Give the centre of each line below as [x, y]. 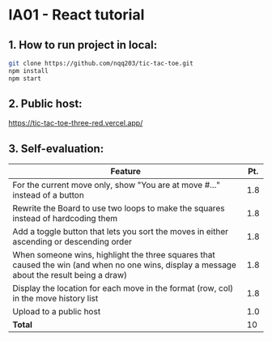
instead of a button [49, 195]
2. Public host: [45, 104]
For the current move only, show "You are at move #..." [117, 185]
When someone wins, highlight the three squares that [114, 255]
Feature [126, 172]
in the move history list [55, 299]
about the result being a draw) [70, 275]
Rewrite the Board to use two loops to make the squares [119, 208]
